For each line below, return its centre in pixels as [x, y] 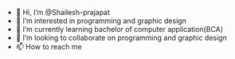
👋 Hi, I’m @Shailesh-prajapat [63, 12]
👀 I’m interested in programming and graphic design [101, 21]
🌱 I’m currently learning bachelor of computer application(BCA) [119, 29]
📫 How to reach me [49, 47]
